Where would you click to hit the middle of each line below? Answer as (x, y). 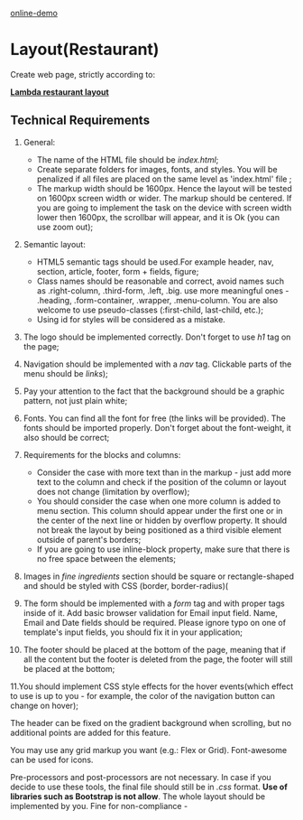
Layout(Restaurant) (85, 50)
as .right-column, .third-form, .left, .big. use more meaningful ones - (163, 290)
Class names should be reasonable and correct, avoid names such (161, 281)
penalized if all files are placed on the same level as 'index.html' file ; (164, 179)
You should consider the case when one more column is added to (159, 501)
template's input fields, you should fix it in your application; (133, 632)
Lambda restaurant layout (60, 92)
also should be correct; (66, 437)
